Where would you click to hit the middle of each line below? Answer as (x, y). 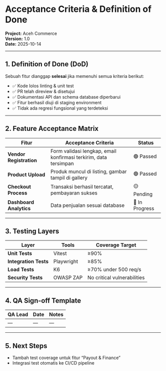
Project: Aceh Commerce (31, 33)
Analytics (19, 208)
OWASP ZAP (68, 278)
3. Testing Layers (32, 231)
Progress (144, 208)
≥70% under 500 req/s (114, 270)
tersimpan (62, 163)
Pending (143, 194)
